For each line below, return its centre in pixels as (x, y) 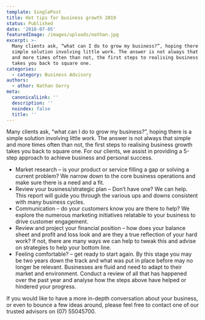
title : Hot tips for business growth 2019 (61, 18)
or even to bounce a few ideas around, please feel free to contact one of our (102, 305)
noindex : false (31, 109)
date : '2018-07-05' (31, 29)
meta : (13, 92)
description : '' (32, 103)
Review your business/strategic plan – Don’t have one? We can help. (101, 189)
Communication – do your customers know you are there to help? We (102, 209)
